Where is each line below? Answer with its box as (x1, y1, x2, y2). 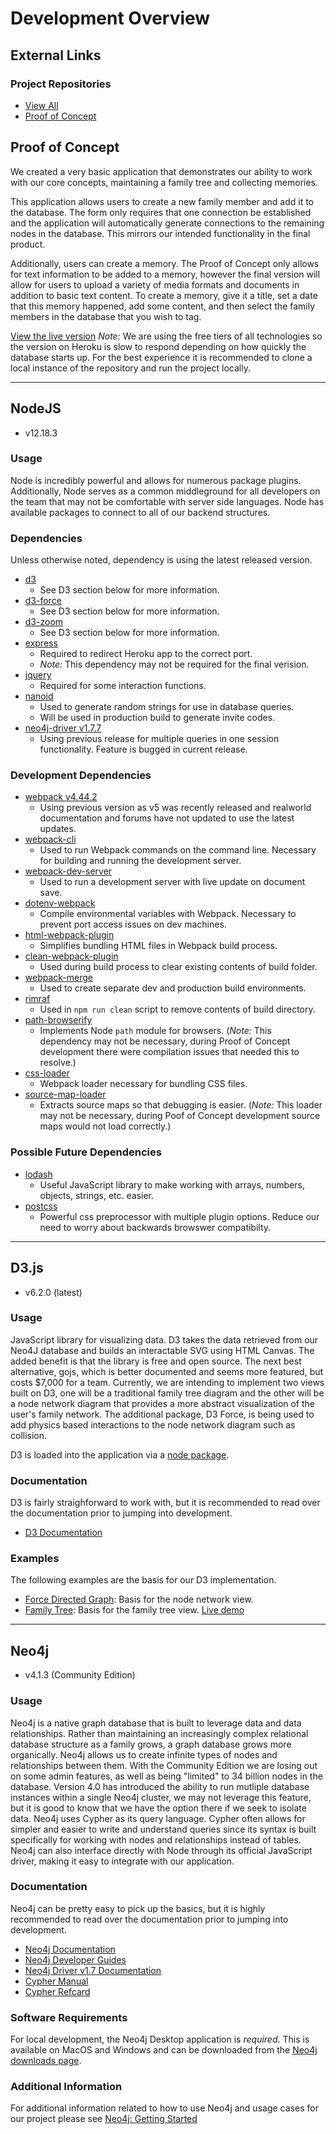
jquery (24, 669, 52, 681)
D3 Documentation (24, 1527, 103, 1539)
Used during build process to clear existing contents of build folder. (39, 961, 318, 973)
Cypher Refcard (24, 1985, 91, 1997)
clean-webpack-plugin (24, 950, 119, 962)
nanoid (24, 690, 54, 702)
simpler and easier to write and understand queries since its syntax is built (10, 1823, 317, 1835)
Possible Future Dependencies (10, 1145, 162, 1159)
